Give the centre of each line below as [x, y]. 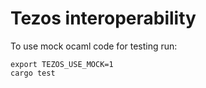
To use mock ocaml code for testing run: [94, 46]
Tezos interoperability [103, 18]
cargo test [33, 73]
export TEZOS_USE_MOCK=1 [62, 64]
